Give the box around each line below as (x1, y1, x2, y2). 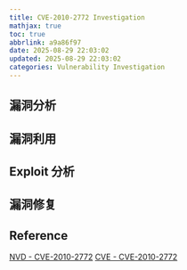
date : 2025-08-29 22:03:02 (9, 46, 110, 55)
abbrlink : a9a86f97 (9, 37, 82, 47)
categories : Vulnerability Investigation (9, 63, 166, 72)
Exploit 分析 (9, 164, 76, 179)
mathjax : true (9, 21, 62, 30)
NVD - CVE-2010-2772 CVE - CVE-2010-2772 (9, 251, 178, 263)
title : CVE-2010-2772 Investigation (9, 12, 145, 22)
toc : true (9, 29, 46, 38)
